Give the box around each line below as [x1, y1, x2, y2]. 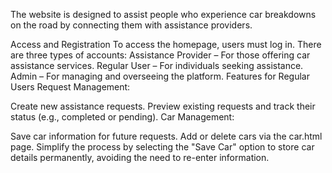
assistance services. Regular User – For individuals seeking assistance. [10, 60, 304, 71]
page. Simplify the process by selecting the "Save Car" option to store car [10, 141, 315, 153]
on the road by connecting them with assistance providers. [10, 19, 253, 31]
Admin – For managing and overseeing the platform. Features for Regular [10, 70, 310, 82]
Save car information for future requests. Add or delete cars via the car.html [10, 130, 323, 142]
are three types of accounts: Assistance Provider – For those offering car [10, 49, 311, 61]
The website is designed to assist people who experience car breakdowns [10, 9, 317, 20]
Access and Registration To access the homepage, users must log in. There [10, 39, 322, 50]
